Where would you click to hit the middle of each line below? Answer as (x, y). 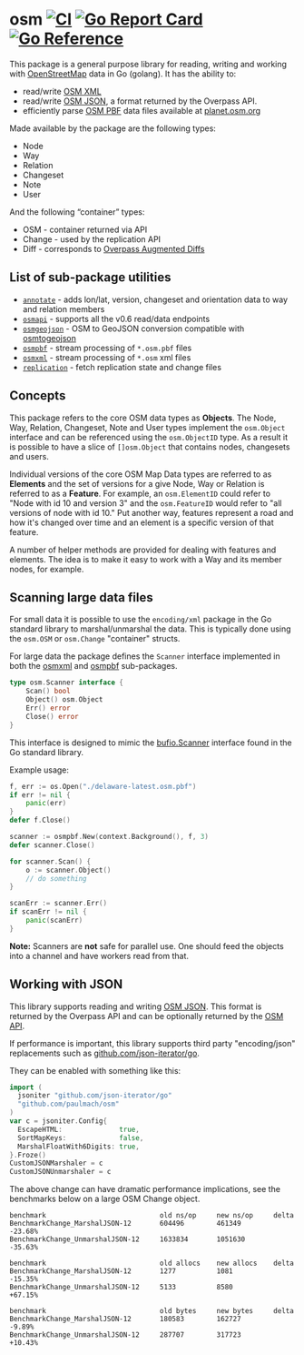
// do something (57, 878)
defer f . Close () (40, 820)
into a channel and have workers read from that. (99, 956)
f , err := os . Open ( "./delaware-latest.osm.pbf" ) (103, 786)
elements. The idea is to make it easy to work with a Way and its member (146, 559)
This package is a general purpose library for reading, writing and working (148, 64)
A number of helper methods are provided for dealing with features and (143, 550)
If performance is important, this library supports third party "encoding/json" (152, 1043)
